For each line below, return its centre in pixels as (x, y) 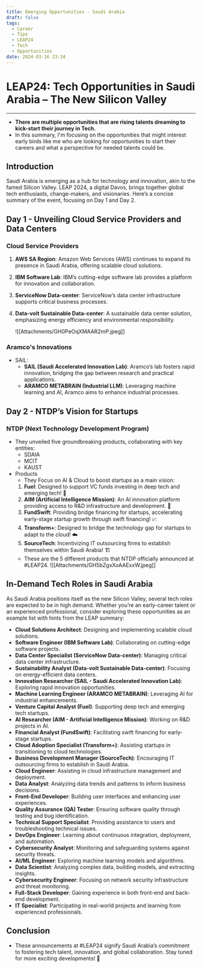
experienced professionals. (49, 912)
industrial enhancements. (46, 700)
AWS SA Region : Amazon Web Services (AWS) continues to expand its (103, 259)
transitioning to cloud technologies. (59, 751)
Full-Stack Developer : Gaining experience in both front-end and (94, 893)
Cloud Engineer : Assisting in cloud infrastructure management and (98, 771)
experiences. (31, 803)
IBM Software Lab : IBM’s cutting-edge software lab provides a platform (103, 277)
